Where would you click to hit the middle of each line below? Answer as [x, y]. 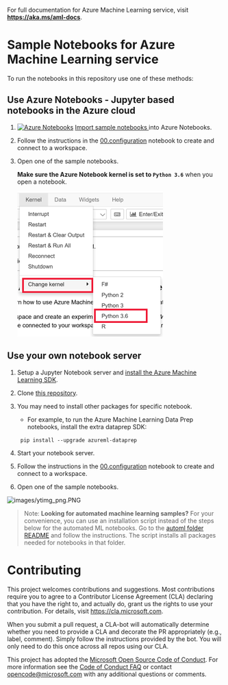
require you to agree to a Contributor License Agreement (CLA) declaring [110, 597]
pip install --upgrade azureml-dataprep [79, 440]
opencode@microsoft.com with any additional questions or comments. [107, 674]
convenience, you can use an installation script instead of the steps [119, 520]
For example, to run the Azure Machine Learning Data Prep [110, 419]
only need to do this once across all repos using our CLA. [88, 646]
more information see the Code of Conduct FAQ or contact [90, 666]
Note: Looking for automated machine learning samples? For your [119, 513]
